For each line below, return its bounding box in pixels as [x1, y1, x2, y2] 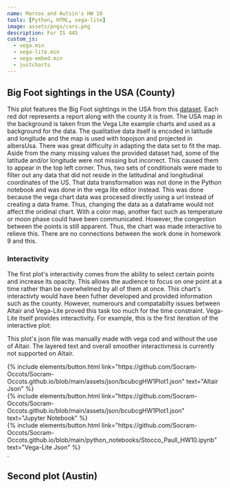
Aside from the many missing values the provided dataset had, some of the [7, 149, 220, 157]
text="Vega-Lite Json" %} [7, 443, 81, 451]
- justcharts [13, 61, 51, 68]
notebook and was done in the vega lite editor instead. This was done [7, 185, 204, 194]
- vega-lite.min [13, 49, 60, 56]
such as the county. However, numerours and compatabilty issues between [7, 299, 220, 307]
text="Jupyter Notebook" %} [7, 414, 88, 422]
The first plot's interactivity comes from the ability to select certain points [7, 270, 215, 278]
